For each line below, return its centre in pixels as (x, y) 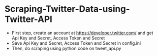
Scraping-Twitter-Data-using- (67, 9)
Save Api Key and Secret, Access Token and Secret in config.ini (76, 43)
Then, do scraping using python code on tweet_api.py (66, 48)
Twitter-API (29, 19)
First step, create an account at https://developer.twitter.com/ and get (82, 33)
